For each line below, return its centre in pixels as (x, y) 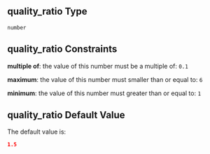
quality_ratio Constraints (62, 49)
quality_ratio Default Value (66, 115)
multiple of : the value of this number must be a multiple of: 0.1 (98, 66)
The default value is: (37, 132)
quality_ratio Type (47, 12)
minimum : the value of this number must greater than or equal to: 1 (104, 93)
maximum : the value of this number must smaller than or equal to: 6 (105, 79)
